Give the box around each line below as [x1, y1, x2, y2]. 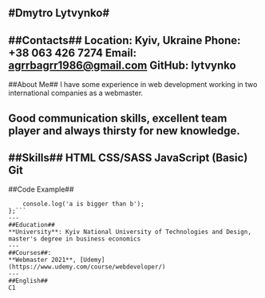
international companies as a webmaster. [8, 88, 144, 98]
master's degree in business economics [8, 235, 141, 243]
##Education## [8, 221, 56, 229]
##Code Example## [8, 185, 74, 194]
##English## [8, 277, 48, 285]
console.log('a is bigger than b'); [22, 200, 145, 209]
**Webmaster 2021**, [8, 256, 77, 264]
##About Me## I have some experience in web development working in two [8, 80, 258, 89]
